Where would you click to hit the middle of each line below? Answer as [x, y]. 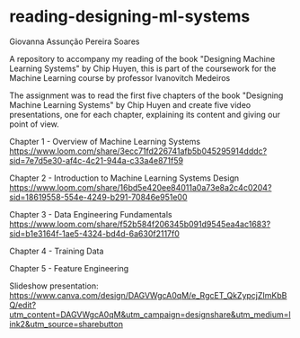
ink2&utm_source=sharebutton [66, 324]
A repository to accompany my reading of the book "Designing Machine [142, 58]
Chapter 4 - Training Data [57, 251]
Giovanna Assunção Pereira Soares [75, 41]
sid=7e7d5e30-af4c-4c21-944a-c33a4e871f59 [97, 160]
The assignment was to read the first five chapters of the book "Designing [146, 95]
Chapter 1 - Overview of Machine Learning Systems [105, 141]
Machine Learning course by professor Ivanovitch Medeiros [120, 77]
